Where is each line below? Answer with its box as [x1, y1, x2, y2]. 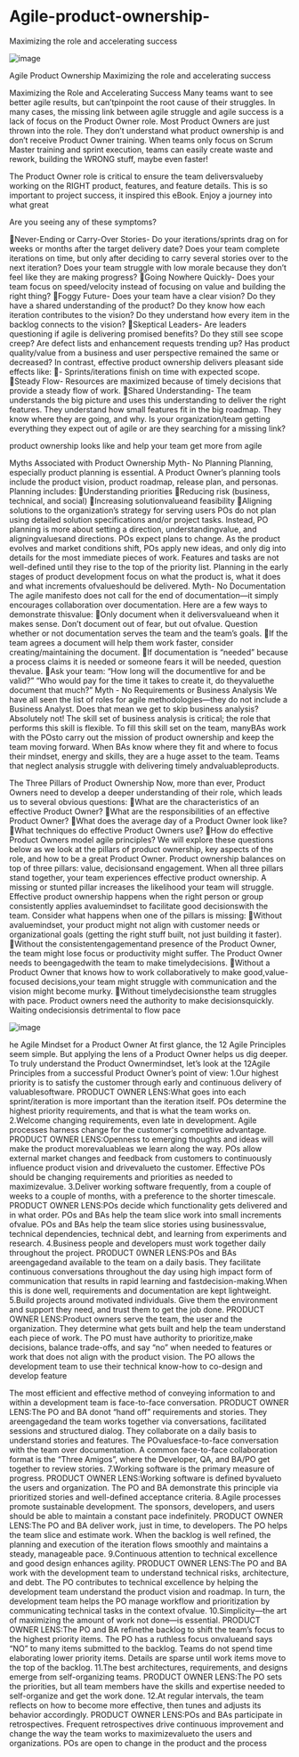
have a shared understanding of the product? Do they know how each [9, 300, 265, 311]
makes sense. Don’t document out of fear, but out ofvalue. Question [9, 618, 258, 629]
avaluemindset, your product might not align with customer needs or [9, 919, 261, 930]
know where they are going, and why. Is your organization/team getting [9, 413, 271, 424]
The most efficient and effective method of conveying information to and [9, 1387, 276, 1398]
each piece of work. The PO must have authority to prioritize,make [9, 1332, 254, 1343]
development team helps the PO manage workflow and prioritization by [9, 1596, 271, 1607]
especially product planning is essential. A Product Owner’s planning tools [9, 467, 281, 477]
